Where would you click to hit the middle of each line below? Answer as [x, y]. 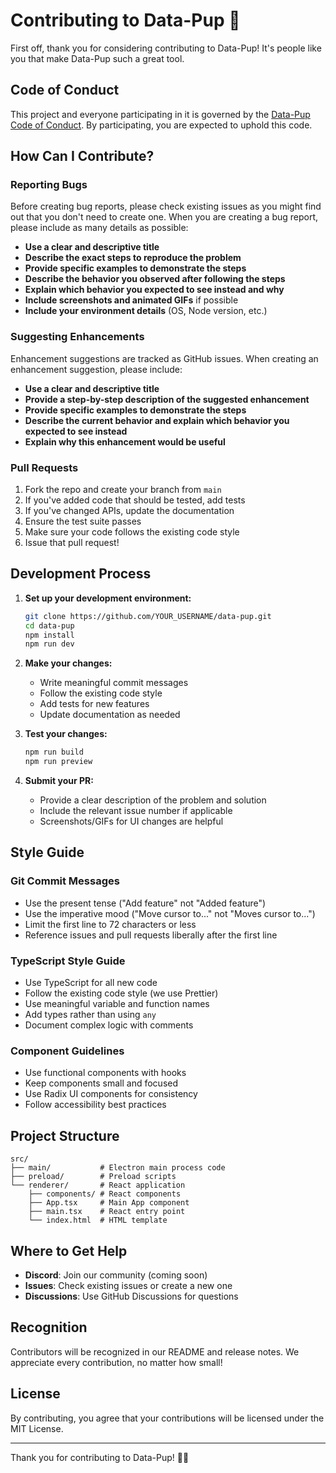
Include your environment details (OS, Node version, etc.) [146, 311]
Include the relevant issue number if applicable [136, 811]
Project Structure [65, 1135]
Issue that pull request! [72, 543]
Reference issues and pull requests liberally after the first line [151, 935]
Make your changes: [68, 663]
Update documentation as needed [110, 715]
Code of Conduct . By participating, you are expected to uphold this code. [161, 125]
